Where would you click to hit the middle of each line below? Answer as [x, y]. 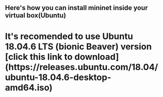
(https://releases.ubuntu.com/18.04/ [81, 67]
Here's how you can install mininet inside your [76, 8]
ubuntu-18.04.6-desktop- [58, 77]
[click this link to [39, 57]
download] [97, 57]
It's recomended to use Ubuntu [69, 36]
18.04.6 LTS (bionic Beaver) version [78, 47]
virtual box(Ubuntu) [36, 16]
